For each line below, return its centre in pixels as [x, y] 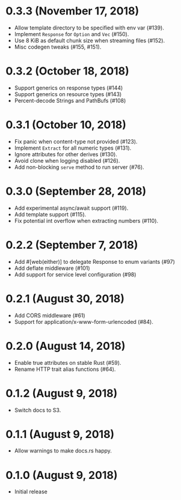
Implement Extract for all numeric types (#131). [73, 148]
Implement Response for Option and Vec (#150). [72, 34]
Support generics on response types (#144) [69, 88]
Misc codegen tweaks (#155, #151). [58, 47]
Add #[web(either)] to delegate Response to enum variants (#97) [94, 261]
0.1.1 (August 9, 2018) [60, 434]
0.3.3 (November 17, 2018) [72, 11]
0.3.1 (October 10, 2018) [66, 125]
